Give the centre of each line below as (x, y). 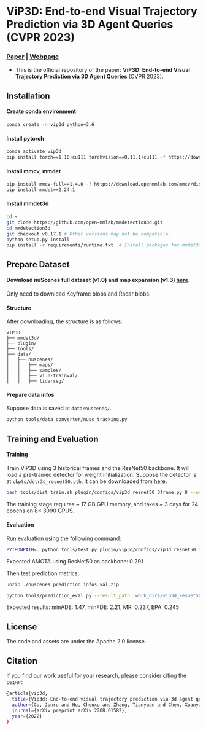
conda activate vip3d (34, 152)
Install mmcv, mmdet (34, 171)
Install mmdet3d (28, 203)
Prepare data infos (30, 394)
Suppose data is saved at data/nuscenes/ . (59, 408)
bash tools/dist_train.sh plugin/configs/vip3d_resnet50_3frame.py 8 (97, 492)
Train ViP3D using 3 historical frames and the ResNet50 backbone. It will (98, 468)
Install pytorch (25, 138)
